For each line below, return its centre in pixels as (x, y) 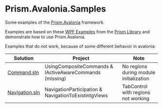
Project (81, 58)
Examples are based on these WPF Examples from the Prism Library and (78, 31)
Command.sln (23, 72)
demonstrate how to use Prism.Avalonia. (45, 37)
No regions (135, 66)
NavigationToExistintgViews (76, 95)
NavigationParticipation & (73, 89)
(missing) (55, 78)
